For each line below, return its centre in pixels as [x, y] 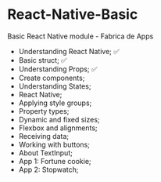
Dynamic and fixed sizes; [59, 119]
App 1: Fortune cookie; [55, 161]
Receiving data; [44, 136]
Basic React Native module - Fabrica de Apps [80, 36]
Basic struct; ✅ [43, 60]
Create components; [52, 78]
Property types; [44, 111]
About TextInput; [46, 153]
